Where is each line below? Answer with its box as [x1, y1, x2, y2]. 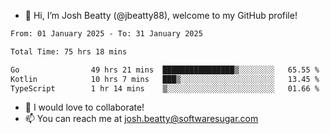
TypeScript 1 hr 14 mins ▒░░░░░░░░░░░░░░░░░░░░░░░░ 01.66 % [10, 83, 320, 94]
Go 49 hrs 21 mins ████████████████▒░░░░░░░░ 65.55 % [10, 65, 320, 75]
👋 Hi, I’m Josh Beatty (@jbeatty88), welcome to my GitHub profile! [24, 10, 298, 21]
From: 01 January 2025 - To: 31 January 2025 [10, 29, 203, 39]
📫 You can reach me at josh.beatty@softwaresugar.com [24, 113, 259, 125]
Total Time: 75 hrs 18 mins [10, 46, 128, 57]
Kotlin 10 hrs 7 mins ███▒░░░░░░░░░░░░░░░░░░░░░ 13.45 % [10, 74, 320, 84]
